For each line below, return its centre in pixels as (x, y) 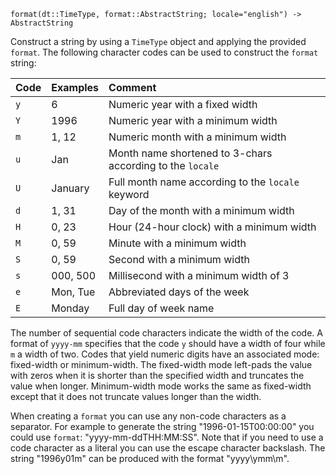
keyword (129, 194)
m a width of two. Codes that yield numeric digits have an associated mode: (165, 354)
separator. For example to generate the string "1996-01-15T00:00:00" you (162, 426)
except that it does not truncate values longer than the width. (136, 396)
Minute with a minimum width (177, 243)
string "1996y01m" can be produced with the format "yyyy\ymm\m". (150, 458)
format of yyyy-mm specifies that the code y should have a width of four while (168, 343)
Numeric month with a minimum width (197, 137)
